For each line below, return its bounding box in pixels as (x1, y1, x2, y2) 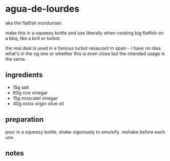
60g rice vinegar (12, 90, 48, 96)
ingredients (5, 71, 43, 79)
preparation (5, 115, 44, 124)
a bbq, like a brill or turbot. (5, 35, 61, 41)
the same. (5, 56, 27, 62)
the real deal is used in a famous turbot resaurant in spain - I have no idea (5, 45, 161, 51)
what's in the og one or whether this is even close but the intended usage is (5, 50, 165, 57)
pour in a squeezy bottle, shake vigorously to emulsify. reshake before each (5, 128, 165, 135)
